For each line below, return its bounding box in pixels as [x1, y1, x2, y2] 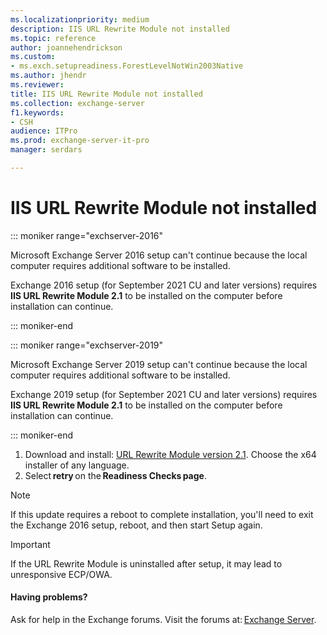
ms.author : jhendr [10, 71, 87, 81]
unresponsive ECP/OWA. [10, 568, 113, 580]
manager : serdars [10, 145, 83, 155]
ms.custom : [10, 52, 56, 62]
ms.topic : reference [10, 33, 97, 43]
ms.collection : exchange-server [10, 98, 145, 108]
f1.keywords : [10, 107, 65, 118]
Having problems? [10, 591, 88, 603]
